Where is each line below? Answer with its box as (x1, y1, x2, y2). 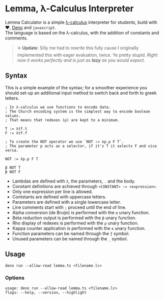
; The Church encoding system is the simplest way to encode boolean (5, 109, 151, 114)
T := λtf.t (5, 126, 27, 131)
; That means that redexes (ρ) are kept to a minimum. (5, 117, 120, 122)
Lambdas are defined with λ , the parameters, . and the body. (12, 178, 136, 184)
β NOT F (5, 169, 21, 174)
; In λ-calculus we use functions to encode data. (5, 105, 111, 110)
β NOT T (5, 165, 21, 170)
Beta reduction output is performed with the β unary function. (12, 215, 137, 221)
